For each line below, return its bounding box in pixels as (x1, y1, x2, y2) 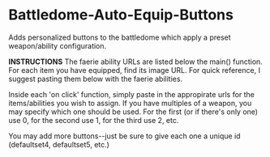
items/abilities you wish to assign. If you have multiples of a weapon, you (8, 98, 252, 108)
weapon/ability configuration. (8, 40, 107, 50)
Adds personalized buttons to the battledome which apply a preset (8, 32, 231, 42)
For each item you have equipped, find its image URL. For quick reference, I (8, 65, 261, 74)
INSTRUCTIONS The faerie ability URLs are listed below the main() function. (8, 57, 264, 66)
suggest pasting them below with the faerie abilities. (8, 74, 183, 83)
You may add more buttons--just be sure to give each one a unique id (8, 131, 241, 141)
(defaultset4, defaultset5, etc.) (8, 139, 109, 149)
